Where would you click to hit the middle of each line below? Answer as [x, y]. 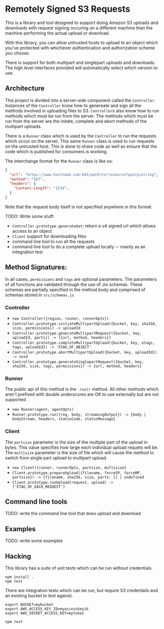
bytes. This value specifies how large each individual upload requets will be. [82, 447]
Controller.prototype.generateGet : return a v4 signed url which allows [84, 226]
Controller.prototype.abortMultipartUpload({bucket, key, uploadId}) [85, 352]
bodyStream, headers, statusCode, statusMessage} [64, 419]
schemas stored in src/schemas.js [40, 295]
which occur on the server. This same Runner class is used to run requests [80, 141]
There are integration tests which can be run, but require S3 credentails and [82, 591]
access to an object [32, 231]
